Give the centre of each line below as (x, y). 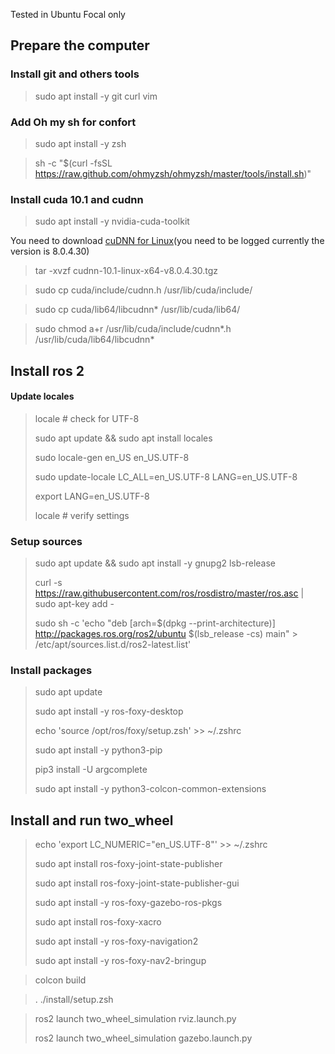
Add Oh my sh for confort (73, 122)
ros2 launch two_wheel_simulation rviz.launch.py (135, 1019)
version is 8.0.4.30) (50, 251)
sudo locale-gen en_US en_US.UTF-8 (112, 457)
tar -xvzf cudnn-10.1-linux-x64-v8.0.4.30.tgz (126, 271)
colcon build (60, 980)
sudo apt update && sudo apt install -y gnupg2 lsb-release (155, 563)
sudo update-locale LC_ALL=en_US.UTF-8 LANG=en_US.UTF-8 (166, 476)
